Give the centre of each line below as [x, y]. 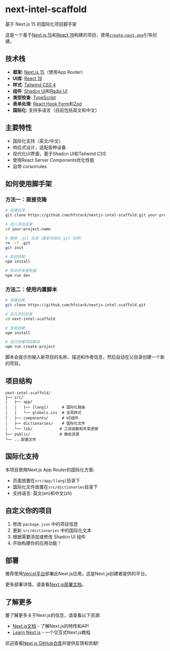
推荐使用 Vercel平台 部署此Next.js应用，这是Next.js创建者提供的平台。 [77, 574]
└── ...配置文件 [21, 440]
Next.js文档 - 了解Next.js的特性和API [51, 626]
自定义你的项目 [29, 511]
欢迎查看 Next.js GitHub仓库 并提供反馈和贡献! [52, 643]
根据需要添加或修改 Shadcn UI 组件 [49, 537]
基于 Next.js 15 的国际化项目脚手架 [41, 24]
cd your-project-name [28, 229]
